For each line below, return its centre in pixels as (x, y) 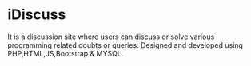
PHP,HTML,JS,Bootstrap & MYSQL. (66, 53)
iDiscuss (37, 15)
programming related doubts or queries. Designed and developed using (125, 45)
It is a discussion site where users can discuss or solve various (111, 37)
